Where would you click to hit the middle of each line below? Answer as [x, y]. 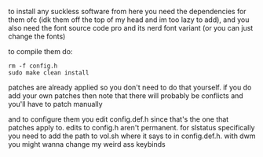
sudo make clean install [49, 73]
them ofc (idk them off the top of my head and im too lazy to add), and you [129, 20]
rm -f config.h [33, 66]
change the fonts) [37, 36]
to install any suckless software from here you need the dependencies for [127, 11]
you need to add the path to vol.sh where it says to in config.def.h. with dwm [132, 136]
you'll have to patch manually [56, 104]
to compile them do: [40, 51]
